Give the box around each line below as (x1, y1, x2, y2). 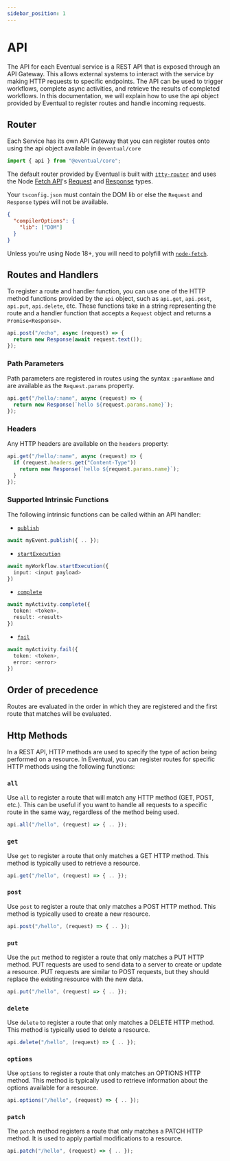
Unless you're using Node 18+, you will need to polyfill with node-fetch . (7, 249, 209, 258)
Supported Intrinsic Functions (7, 495, 109, 504)
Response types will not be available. (7, 198, 108, 206)
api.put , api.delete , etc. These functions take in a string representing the (7, 302, 216, 310)
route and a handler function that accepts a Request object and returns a (7, 309, 211, 317)
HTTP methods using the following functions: (7, 763, 135, 771)
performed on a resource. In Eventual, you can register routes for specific (7, 755, 216, 763)
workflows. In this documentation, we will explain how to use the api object (7, 91, 219, 100)
